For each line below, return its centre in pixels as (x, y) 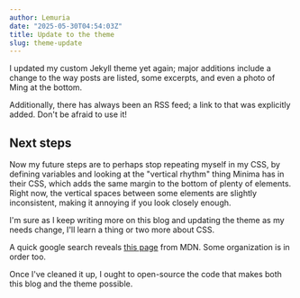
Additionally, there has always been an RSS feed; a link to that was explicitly (150, 105)
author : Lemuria (40, 18)
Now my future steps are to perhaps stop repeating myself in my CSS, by (145, 165)
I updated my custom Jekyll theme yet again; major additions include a (141, 68)
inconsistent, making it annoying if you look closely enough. (120, 203)
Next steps (41, 143)
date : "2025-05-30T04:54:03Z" (66, 26)
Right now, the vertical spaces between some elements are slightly (133, 194)
